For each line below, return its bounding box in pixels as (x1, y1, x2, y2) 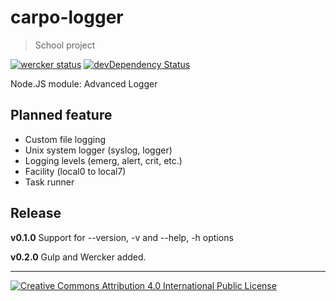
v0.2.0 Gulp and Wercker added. (10, 251, 147, 263)
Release (10, 205, 62, 222)
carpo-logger (10, 6, 124, 29)
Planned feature (10, 107, 113, 124)
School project (34, 39, 96, 51)
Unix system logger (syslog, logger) (24, 144, 173, 156)
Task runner (24, 176, 75, 188)
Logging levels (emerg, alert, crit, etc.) (24, 154, 183, 166)
